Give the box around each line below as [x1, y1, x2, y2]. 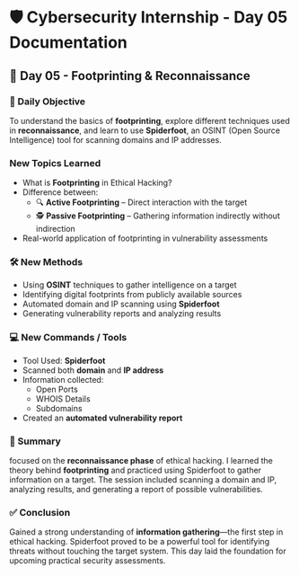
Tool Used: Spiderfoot [22, 355, 106, 366]
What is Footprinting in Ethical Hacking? [22, 177, 172, 189]
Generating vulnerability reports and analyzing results [22, 308, 222, 319]
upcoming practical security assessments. [9, 555, 166, 566]
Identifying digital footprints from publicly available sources [22, 289, 242, 300]
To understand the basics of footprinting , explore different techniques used [9, 115, 290, 126]
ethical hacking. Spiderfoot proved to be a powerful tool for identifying [9, 536, 270, 547]
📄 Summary [9, 435, 61, 447]
